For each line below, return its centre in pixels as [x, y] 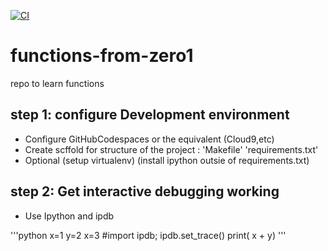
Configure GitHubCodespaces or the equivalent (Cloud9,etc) [149, 139]
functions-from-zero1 [102, 56]
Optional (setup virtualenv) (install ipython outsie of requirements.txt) [167, 160]
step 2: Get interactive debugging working [145, 191]
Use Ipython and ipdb [69, 216]
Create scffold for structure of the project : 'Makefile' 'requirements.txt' [171, 149]
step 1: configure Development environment [150, 115]
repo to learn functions [57, 83]
